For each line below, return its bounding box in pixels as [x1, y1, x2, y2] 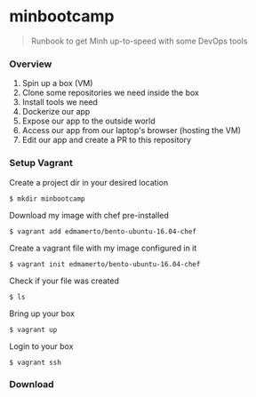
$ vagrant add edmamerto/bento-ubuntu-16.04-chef [9, 226, 197, 236]
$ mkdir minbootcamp [9, 194, 86, 203]
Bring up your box [9, 308, 76, 319]
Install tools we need [21, 97, 98, 107]
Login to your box [9, 340, 74, 352]
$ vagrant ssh [9, 358, 62, 367]
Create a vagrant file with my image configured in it [9, 242, 197, 253]
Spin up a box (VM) [21, 78, 93, 89]
